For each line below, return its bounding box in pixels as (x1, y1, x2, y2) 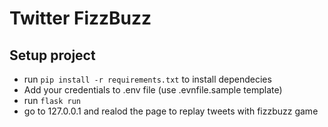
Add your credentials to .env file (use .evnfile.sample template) (23, 84, 283, 96)
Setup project (9, 47, 96, 64)
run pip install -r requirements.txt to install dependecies (23, 73, 272, 85)
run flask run (23, 95, 81, 106)
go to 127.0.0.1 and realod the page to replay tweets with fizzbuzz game (23, 105, 319, 117)
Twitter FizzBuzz (9, 7, 152, 30)
